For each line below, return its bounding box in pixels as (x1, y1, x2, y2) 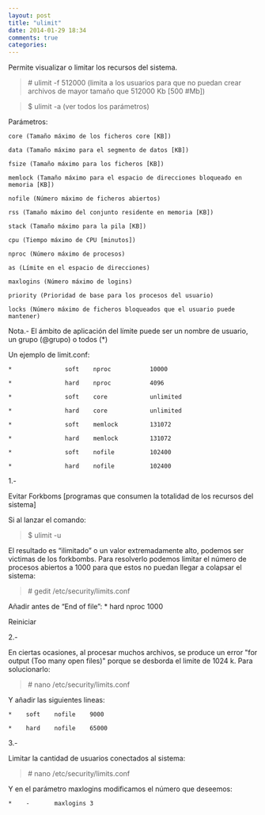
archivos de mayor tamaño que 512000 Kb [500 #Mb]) (27, 86, 206, 96)
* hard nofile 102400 (8, 462, 172, 471)
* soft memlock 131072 (8, 421, 172, 429)
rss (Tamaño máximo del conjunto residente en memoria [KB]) (8, 209, 214, 217)
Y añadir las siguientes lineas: (8, 696, 105, 705)
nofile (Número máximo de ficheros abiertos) (8, 195, 161, 203)
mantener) (8, 313, 41, 320)
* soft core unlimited (8, 393, 182, 401)
